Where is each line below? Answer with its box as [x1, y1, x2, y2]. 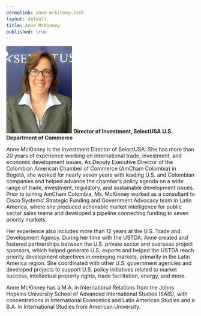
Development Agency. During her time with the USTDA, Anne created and [6, 234, 188, 242]
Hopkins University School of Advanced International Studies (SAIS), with [6, 290, 188, 297]
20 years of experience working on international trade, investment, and [6, 152, 182, 159]
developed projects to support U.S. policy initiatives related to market [6, 266, 177, 273]
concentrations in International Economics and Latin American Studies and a [6, 297, 195, 304]
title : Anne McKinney [6, 22, 61, 28]
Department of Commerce [6, 134, 73, 141]
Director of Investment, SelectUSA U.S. [73, 128, 173, 135]
